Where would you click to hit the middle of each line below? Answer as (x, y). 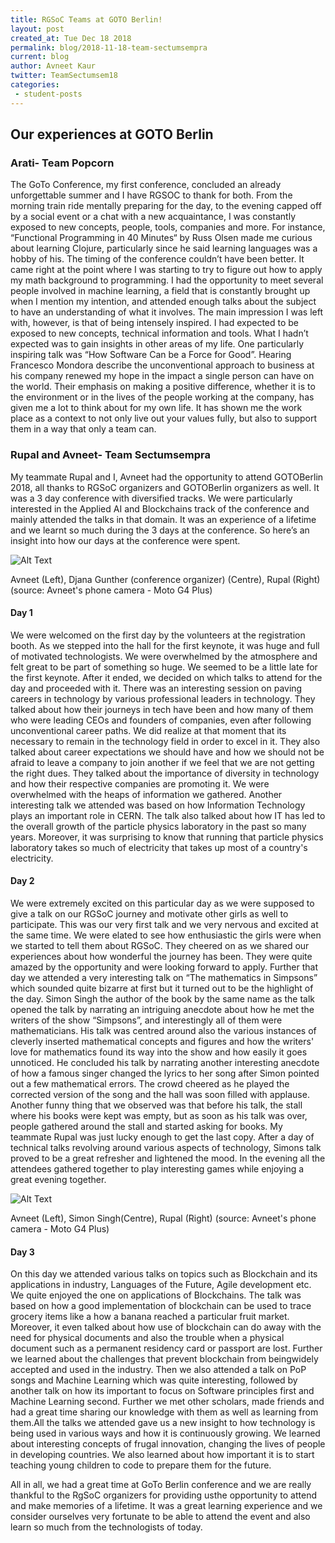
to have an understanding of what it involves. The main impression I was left (167, 312)
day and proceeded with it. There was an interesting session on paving (156, 688)
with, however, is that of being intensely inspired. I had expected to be (155, 323)
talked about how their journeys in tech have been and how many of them (162, 709)
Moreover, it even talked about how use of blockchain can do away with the (166, 1327)
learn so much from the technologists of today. (106, 1527)
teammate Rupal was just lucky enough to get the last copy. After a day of (162, 1137)
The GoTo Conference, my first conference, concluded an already (146, 185)
